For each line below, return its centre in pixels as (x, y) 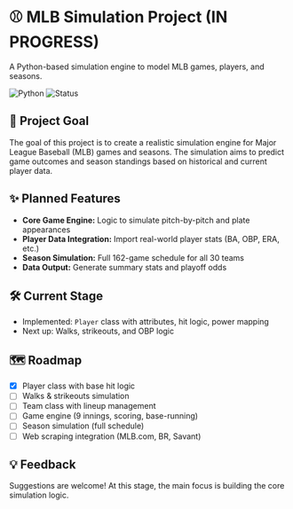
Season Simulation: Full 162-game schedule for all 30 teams (133, 257)
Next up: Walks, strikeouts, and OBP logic (98, 331)
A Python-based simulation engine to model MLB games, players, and (137, 67)
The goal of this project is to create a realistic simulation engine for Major (143, 142)
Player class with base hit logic (79, 386)
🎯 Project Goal (49, 121)
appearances (46, 229)
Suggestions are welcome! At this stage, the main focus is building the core (147, 486)
